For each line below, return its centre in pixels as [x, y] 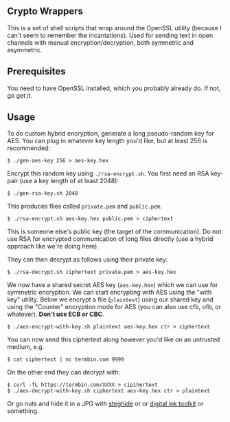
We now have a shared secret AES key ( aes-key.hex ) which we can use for [113, 285]
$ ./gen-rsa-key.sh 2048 [43, 193]
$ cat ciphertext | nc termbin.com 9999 [66, 360]
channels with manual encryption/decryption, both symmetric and [101, 42]
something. [23, 411]
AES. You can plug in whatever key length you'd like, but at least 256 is [107, 141]
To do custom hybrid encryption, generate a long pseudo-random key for [111, 134]
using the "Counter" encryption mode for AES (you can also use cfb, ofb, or [114, 307]
